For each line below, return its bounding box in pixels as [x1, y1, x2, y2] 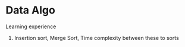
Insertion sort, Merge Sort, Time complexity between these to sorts [14, 34, 179, 41]
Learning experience [5, 23, 57, 30]
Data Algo [5, 4, 56, 17]
